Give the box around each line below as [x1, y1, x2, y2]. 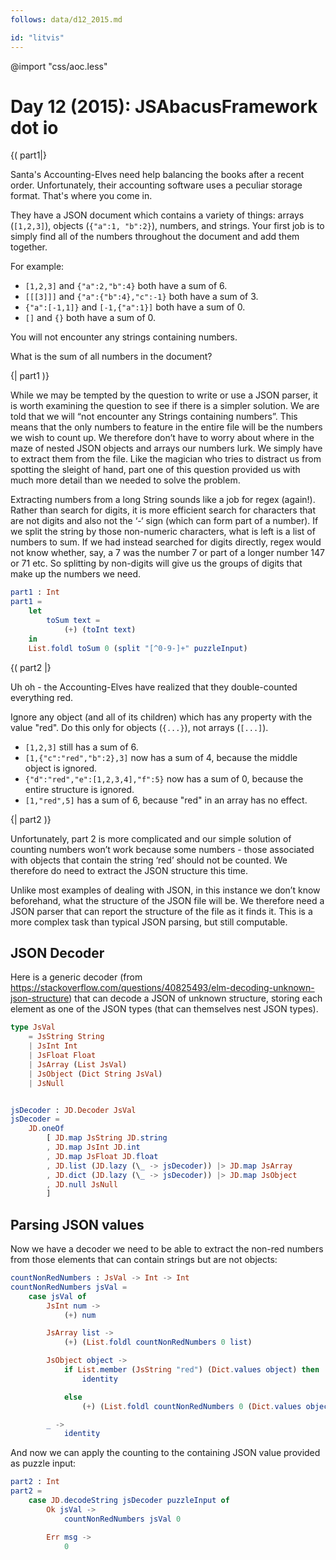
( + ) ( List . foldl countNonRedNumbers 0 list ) [63, 1337, 253, 1348]
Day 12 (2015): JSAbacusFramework [10, 95, 318, 118]
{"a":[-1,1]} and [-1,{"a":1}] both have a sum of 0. [24, 301, 246, 313]
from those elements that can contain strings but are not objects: [10, 1254, 278, 1266]
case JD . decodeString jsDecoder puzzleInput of [28, 1496, 230, 1506]
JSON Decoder [10, 944, 105, 961]
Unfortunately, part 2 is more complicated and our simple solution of [10, 832, 292, 845]
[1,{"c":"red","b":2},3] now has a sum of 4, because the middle [24, 751, 298, 763]
